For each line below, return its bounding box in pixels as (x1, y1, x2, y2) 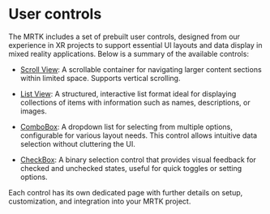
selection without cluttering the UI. (19, 139, 135, 148)
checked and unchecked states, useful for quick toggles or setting (19, 163, 242, 173)
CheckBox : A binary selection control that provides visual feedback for (19, 155, 257, 165)
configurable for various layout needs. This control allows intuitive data (19, 131, 258, 140)
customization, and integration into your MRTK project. (8, 196, 191, 206)
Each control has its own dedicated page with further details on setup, (8, 187, 243, 197)
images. (19, 106, 47, 116)
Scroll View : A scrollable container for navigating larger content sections (19, 64, 262, 74)
